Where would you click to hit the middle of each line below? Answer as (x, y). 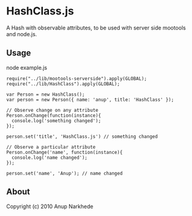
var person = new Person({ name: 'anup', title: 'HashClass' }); (90, 100)
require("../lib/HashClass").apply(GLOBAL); (63, 84)
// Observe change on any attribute (52, 110)
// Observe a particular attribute (51, 147)
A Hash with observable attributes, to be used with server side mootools (96, 28)
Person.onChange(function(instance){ (54, 116)
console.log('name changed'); (50, 158)
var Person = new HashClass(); (46, 94)
